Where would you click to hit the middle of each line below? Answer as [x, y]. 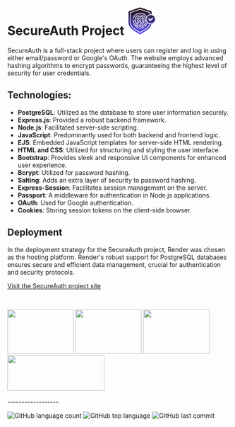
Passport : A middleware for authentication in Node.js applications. [114, 195]
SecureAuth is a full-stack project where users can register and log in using [117, 50]
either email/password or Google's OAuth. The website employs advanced [115, 58]
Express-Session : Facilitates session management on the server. [113, 188]
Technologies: [40, 95]
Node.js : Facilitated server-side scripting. [78, 127]
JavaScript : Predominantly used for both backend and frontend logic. [119, 135]
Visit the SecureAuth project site [54, 285]
